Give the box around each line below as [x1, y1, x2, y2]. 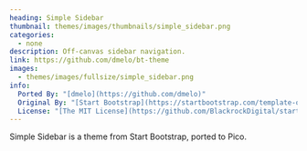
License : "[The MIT [17, 106, 92, 116]
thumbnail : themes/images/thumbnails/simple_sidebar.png [9, 22, 231, 31]
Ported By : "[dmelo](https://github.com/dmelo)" [17, 89, 206, 98]
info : [9, 81, 30, 90]
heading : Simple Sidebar [9, 13, 104, 23]
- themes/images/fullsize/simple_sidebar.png [17, 73, 195, 82]
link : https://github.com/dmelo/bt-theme [9, 55, 170, 65]
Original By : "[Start [17, 97, 101, 107]
